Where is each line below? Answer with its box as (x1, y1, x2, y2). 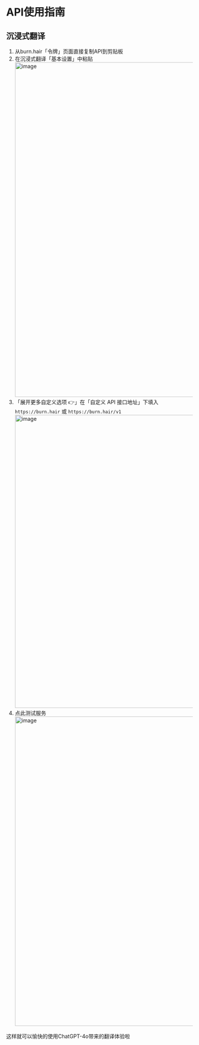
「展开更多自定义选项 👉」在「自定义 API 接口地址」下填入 (14, 399, 159, 405)
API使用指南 (6, 5, 65, 19)
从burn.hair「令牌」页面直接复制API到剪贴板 (14, 48, 123, 55)
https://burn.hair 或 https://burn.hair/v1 (14, 408, 121, 415)
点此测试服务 (14, 710, 46, 716)
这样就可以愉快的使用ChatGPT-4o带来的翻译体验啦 (6, 1033, 130, 1040)
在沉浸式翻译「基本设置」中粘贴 (14, 55, 93, 62)
